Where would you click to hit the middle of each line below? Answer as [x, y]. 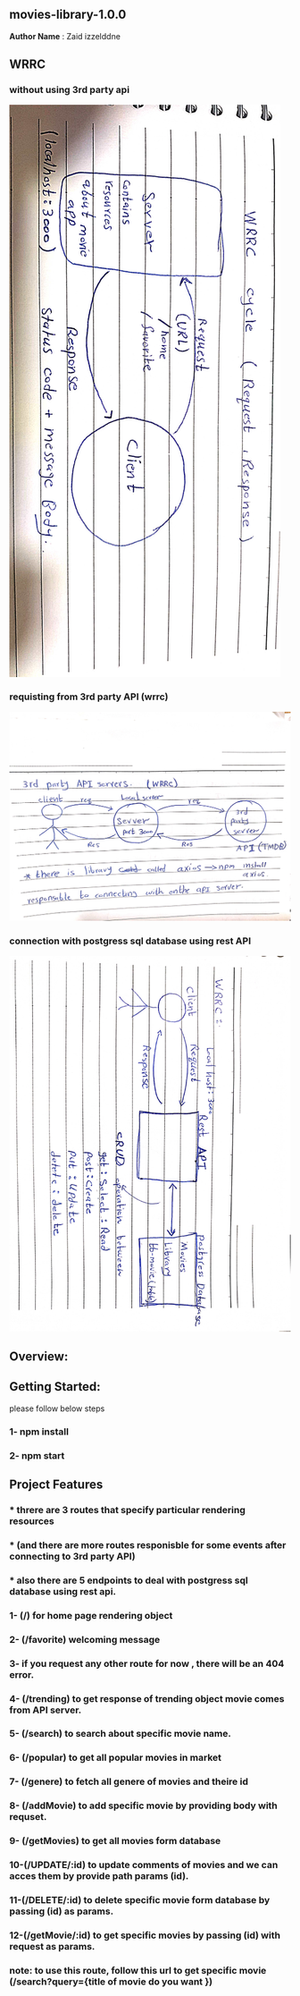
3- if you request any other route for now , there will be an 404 [147, 1663]
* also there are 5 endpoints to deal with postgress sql [129, 1580]
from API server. [46, 1710]
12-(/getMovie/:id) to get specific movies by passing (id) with [145, 1935]
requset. [28, 1817]
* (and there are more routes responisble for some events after [148, 1544]
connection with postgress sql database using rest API [130, 941]
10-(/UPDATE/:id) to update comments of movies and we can [144, 1865]
